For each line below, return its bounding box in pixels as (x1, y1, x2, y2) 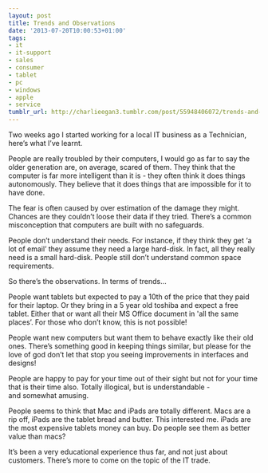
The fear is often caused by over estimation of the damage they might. (8, 203, 240, 212)
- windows (8, 85, 41, 94)
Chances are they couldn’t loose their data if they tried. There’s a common (8, 212, 252, 221)
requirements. (8, 261, 54, 270)
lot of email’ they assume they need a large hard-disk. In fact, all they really (8, 244, 255, 254)
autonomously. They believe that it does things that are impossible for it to (8, 179, 252, 188)
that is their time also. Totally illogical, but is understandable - (8, 382, 211, 392)
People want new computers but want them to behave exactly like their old (8, 333, 254, 342)
